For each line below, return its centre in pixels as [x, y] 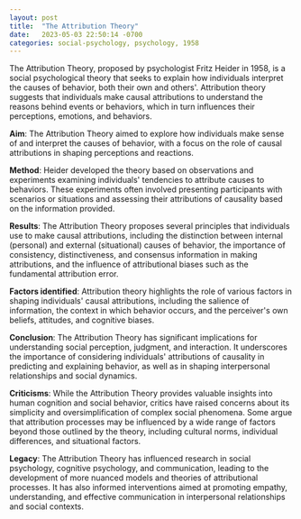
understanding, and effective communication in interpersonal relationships [147, 497]
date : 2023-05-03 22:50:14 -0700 [76, 34]
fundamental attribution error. [64, 274]
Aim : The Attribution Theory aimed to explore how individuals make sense [147, 134]
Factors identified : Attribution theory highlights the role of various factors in [151, 291]
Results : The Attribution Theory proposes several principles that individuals [150, 226]
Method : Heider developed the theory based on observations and [132, 170]
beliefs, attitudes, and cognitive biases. [82, 320]
